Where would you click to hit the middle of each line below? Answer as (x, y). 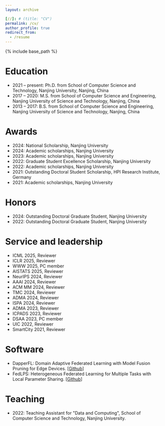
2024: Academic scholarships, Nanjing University (63, 151)
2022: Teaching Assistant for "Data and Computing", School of (77, 413)
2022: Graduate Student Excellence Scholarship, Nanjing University (82, 161)
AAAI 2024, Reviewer (34, 282)
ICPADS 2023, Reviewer (37, 313)
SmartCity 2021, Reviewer (39, 329)
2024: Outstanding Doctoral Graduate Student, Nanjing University (80, 216)
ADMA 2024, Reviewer (36, 298)
